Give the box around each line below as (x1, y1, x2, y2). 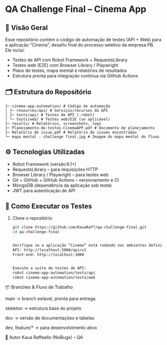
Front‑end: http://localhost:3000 (12, 252, 84, 257)
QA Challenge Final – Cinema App (5, 3, 147, 15)
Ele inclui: (5, 47, 25, 53)
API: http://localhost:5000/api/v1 (12, 248, 87, 253)
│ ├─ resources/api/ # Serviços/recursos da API (5, 108, 108, 113)
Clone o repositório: (12, 215, 53, 221)
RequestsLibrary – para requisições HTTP (12, 166, 98, 172)
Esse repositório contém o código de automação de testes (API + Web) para (5, 36, 162, 42)
